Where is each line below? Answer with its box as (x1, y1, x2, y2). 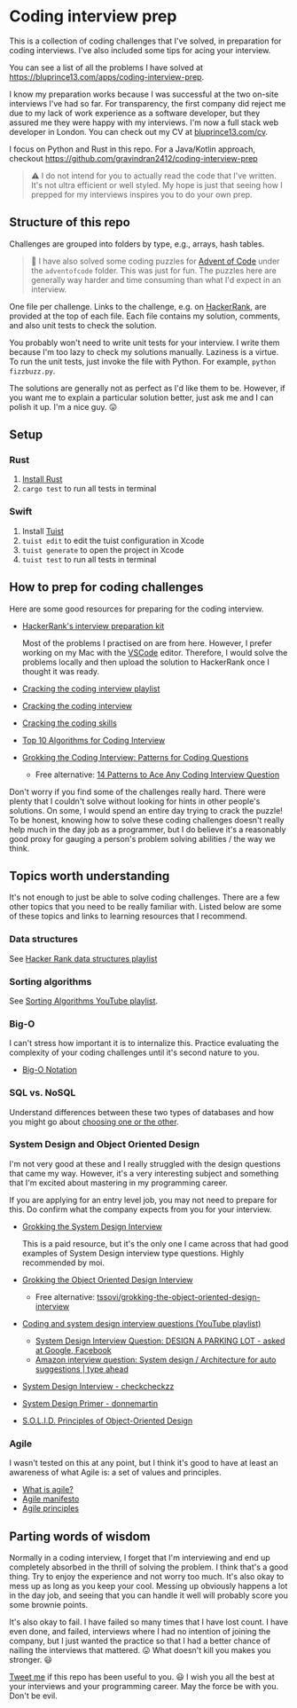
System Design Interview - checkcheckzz (21, 1381, 175, 1391)
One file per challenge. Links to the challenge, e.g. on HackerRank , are (9, 301, 267, 311)
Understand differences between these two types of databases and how (9, 1106, 275, 1117)
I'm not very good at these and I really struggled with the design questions (9, 1158, 281, 1169)
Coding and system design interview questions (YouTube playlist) (21, 1318, 262, 1328)
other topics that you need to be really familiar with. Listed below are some (9, 901, 282, 912)
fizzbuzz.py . (9, 366, 56, 376)
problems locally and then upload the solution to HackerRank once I (21, 657, 270, 667)
